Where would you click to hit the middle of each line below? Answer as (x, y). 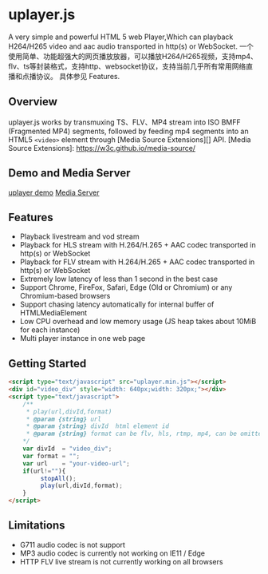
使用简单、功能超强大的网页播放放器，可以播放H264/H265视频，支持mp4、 (133, 56)
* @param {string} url (64, 419)
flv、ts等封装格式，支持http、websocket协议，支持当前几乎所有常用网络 (127, 66)
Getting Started (47, 364)
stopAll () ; (59, 478)
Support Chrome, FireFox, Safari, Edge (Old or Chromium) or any (126, 287)
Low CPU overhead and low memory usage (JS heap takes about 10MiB (138, 322)
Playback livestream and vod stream (79, 236)
